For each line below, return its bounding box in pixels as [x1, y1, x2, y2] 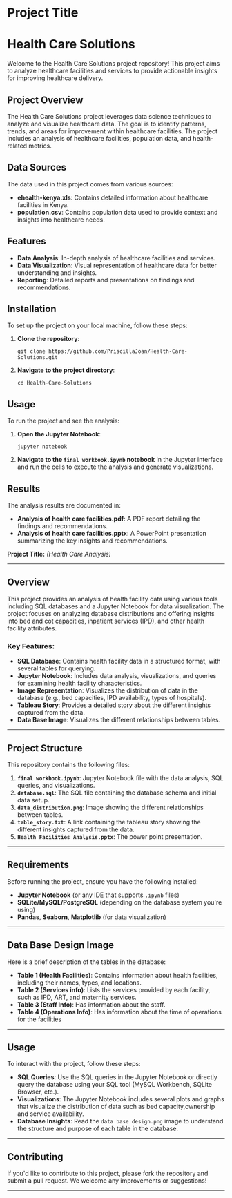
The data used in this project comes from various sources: [7, 180, 173, 188]
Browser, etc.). [17, 1088, 59, 1096]
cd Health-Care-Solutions [17, 380, 92, 387]
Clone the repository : [17, 335, 80, 343]
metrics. [28, 142, 52, 150]
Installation [7, 302, 57, 315]
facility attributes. [7, 624, 57, 632]
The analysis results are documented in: [7, 501, 121, 509]
